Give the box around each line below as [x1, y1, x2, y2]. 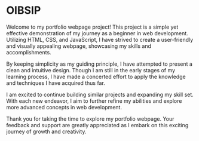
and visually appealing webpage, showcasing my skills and [6, 42, 151, 50]
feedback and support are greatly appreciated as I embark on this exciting [6, 121, 189, 128]
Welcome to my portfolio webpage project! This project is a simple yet [6, 23, 179, 30]
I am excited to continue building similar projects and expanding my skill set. [6, 91, 194, 98]
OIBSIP [6, 4, 41, 17]
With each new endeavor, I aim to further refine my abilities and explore [6, 97, 182, 105]
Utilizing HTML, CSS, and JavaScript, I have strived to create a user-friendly [6, 36, 194, 43]
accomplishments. [6, 48, 52, 56]
